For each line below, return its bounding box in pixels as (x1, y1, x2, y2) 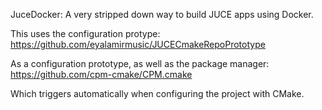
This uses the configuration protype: (10, 28, 161, 39)
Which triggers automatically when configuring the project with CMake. (10, 88, 305, 99)
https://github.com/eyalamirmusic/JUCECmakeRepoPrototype (10, 39, 266, 50)
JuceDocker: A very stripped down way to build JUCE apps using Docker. (10, 9, 314, 20)
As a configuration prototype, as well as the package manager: (10, 58, 270, 69)
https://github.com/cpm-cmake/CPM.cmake (10, 69, 193, 80)
